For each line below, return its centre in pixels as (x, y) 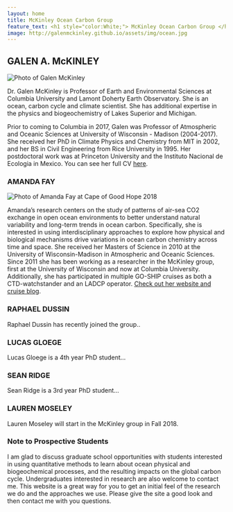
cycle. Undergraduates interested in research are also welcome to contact (113, 479)
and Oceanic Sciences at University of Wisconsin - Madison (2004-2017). (113, 134)
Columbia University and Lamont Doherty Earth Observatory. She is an (108, 99)
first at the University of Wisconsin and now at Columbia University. (104, 269)
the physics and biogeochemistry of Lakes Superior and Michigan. (102, 113)
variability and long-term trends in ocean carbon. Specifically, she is (105, 225)
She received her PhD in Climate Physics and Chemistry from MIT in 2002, (114, 142)
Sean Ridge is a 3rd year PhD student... (63, 391)
